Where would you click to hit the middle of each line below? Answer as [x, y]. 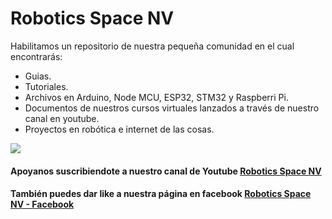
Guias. [38, 76]
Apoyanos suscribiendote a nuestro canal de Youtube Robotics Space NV [166, 171]
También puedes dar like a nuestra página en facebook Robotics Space [161, 194]
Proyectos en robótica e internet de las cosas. [119, 129]
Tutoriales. [46, 86]
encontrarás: [36, 56]
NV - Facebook [42, 204]
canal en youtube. [62, 118]
